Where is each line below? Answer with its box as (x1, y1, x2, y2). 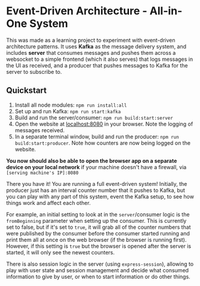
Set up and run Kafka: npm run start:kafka (14, 107, 121, 114)
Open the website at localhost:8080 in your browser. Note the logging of (14, 120, 193, 128)
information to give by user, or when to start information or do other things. (6, 273, 190, 280)
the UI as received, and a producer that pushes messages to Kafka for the (6, 61, 188, 69)
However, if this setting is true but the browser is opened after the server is (6, 243, 192, 250)
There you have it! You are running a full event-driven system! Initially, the (6, 180, 187, 187)
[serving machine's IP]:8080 (6, 170, 79, 176)
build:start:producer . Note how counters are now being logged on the (14, 139, 191, 147)
